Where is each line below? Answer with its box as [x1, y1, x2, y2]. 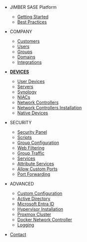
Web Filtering [17, 145, 44, 150]
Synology [17, 89, 37, 95]
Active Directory [17, 195, 50, 201]
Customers [17, 38, 40, 44]
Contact [9, 232, 26, 237]
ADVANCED [9, 181, 34, 187]
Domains [17, 54, 36, 60]
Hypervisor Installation [17, 206, 63, 212]
